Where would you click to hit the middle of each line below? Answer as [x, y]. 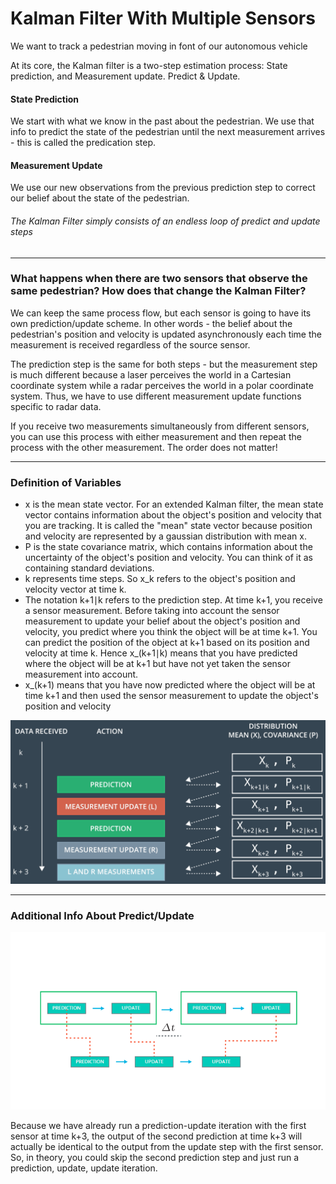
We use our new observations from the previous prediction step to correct [163, 188]
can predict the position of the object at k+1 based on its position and [167, 643]
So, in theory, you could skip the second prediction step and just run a [155, 1158]
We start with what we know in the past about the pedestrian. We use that [162, 121]
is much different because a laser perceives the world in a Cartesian [151, 374]
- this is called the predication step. [83, 143]
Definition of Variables [66, 482]
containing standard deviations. [89, 568]
